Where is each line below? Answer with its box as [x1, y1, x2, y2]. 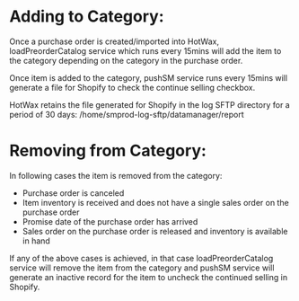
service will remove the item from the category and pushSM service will [9, 262, 275, 273]
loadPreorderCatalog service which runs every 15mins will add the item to [9, 45, 282, 56]
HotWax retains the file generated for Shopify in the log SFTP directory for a [9, 99, 290, 110]
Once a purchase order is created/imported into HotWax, [9, 36, 220, 47]
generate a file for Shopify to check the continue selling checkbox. [9, 82, 256, 93]
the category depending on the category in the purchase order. [9, 55, 243, 66]
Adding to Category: [9, 6, 164, 27]
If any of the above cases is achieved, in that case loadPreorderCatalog [9, 252, 274, 263]
